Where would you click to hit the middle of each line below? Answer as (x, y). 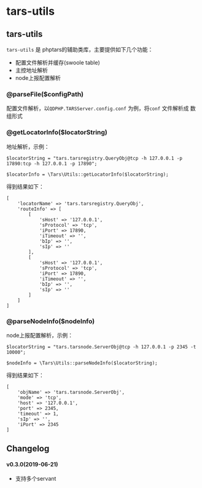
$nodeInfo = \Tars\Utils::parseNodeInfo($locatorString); (82, 363)
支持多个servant (36, 479)
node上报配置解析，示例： (40, 335)
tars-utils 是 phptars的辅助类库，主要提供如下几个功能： (80, 49)
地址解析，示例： (28, 146)
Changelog (28, 449)
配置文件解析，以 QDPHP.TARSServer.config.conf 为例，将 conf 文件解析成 (98, 108)
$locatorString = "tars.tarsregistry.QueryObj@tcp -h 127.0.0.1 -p (95, 158)
